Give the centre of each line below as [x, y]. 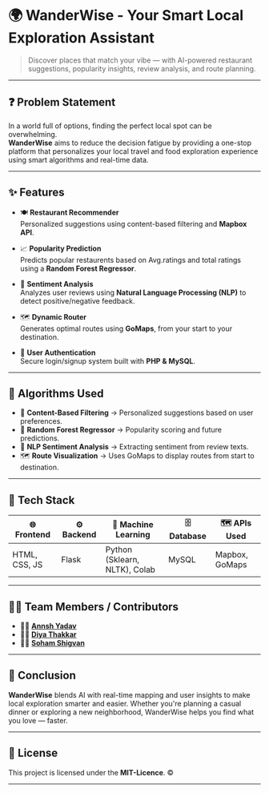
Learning [133, 534]
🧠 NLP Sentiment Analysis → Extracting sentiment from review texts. [134, 447]
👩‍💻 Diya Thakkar [48, 634]
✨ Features [36, 193]
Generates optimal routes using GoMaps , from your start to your [126, 328]
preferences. [41, 421]
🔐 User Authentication [58, 352]
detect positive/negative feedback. [77, 300]
